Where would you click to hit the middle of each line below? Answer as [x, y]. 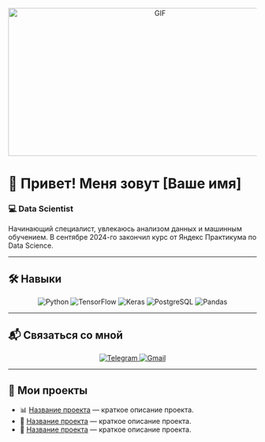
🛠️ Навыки [35, 279]
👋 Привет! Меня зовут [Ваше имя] [125, 184]
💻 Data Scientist [41, 209]
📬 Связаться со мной [66, 335]
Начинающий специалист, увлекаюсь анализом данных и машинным [125, 229]
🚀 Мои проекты [48, 390]
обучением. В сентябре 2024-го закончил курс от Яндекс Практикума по [132, 238]
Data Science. [31, 245]
